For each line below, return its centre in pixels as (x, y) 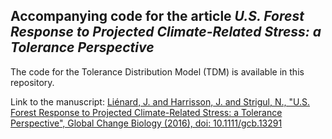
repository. (32, 82)
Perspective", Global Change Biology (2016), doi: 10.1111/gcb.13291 (146, 123)
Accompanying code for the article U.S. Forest (157, 16)
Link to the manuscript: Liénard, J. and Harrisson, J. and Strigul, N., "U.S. (160, 101)
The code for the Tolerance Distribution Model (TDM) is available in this (157, 71)
